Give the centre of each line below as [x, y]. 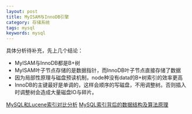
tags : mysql [20, 28]
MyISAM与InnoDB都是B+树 [47, 63]
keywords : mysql [26, 33]
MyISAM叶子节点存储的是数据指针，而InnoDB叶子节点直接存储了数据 [98, 70]
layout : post [22, 11]
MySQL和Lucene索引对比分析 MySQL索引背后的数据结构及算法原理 [87, 105]
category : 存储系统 [28, 22]
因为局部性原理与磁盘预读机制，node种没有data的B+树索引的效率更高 [99, 78]
